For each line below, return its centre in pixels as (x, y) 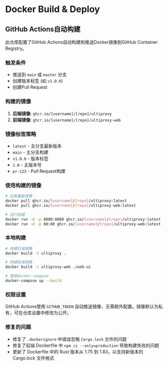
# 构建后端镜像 (19, 248)
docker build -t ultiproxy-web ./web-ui (48, 267)
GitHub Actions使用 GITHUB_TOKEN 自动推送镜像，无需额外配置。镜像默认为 (82, 307)
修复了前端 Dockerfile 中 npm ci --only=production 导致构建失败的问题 (86, 345)
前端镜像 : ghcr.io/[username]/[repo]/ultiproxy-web (66, 120)
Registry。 (16, 48)
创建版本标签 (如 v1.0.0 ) (37, 81)
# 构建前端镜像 (19, 262)
